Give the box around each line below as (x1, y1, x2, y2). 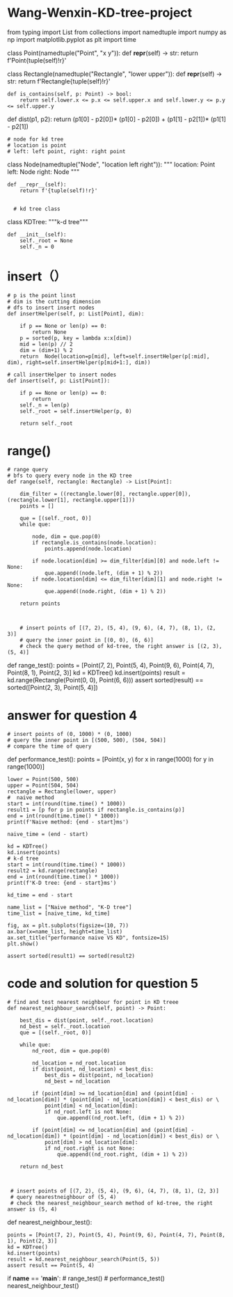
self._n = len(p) (19, 402, 70, 409)
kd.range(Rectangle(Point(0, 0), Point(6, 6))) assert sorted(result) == (7, 675, 204, 684)
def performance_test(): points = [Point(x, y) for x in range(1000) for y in (7, 755, 214, 763)
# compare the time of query (7, 743, 92, 750)
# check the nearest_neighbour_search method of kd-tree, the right (10, 1200, 214, 1206)
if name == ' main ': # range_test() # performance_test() (7, 1274, 166, 1282)
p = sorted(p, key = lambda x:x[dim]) (19, 334, 132, 342)
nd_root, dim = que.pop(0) (32, 1047, 111, 1054)
